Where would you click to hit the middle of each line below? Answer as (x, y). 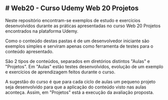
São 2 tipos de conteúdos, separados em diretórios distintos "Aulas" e (78, 61)
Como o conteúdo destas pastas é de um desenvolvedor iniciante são (77, 41)
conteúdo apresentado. (29, 51)
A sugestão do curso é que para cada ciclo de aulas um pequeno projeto (80, 81)
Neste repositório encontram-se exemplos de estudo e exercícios (73, 20)
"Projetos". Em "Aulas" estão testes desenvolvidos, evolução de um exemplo (84, 66)
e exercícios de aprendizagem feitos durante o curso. (60, 72)
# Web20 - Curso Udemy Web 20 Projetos (72, 8)
